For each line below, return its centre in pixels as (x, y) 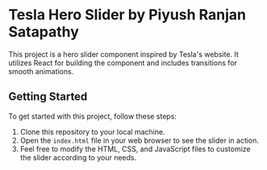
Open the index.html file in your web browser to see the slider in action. (140, 140)
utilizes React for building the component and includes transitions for (123, 63)
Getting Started (48, 97)
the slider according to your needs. (78, 157)
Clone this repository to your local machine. (92, 131)
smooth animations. (41, 71)
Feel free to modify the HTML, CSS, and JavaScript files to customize (136, 149)
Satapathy (44, 32)
